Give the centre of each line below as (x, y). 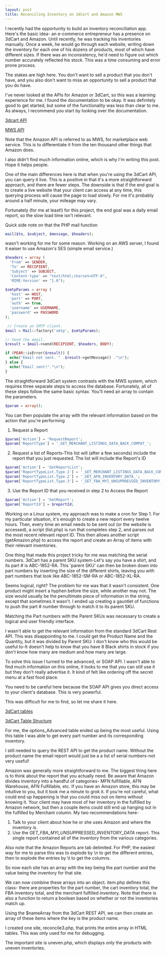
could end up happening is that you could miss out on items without (74, 797)
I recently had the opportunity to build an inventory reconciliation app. (76, 28)
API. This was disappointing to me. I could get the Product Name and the (79, 636)
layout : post (19, 10)
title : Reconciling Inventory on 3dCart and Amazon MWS (64, 14)
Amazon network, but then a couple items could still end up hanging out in (81, 807)
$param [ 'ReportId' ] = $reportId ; (40, 504)
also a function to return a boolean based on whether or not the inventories (82, 898)
